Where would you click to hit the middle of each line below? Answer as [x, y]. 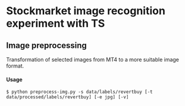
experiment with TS [56, 23]
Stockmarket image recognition [86, 11]
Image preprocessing [47, 45]
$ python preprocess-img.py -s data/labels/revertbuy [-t [79, 92]
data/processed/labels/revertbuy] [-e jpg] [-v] [68, 97]
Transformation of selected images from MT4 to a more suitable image [93, 60]
